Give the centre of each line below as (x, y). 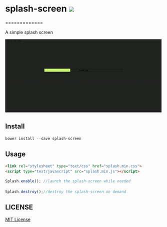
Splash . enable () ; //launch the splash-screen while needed (68, 181)
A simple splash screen (29, 32)
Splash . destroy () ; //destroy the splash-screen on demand (66, 191)
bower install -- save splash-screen (43, 138)
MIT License (18, 219)
